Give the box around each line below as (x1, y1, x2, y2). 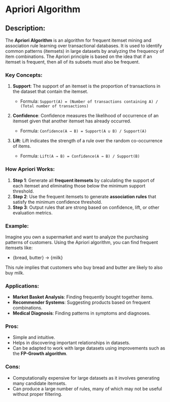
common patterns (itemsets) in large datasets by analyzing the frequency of (5, 48, 164, 54)
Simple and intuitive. (12, 334, 55, 341)
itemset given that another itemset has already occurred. (12, 118, 131, 124)
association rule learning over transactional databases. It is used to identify (5, 43, 162, 49)
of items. (12, 143, 31, 149)
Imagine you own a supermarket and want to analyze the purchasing (5, 234, 149, 240)
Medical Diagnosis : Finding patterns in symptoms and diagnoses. (12, 310, 151, 316)
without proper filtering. (12, 391, 62, 397)
